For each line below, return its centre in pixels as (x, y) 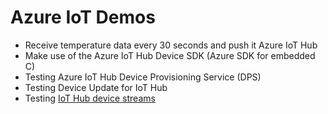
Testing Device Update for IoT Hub (96, 87)
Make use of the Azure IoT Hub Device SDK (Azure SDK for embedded (170, 55)
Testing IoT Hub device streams (90, 98)
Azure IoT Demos (83, 17)
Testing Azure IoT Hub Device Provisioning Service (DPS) (143, 77)
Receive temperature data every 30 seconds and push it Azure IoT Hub (171, 45)
